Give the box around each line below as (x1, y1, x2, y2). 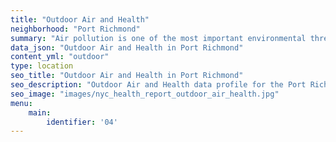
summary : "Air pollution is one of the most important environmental (10, 33, 307, 43)
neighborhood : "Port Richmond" (10, 24, 141, 34)
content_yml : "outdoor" (10, 52, 110, 62)
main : (28, 107, 52, 118)
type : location (10, 61, 74, 71)
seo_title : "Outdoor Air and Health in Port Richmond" (10, 71, 244, 81)
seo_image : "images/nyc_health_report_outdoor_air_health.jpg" (10, 89, 280, 99)
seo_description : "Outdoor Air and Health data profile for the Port (10, 80, 307, 90)
